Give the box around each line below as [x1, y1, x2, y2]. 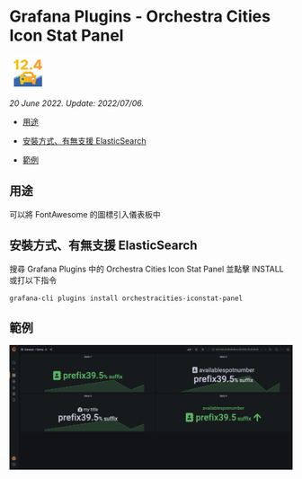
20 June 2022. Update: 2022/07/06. [9, 97, 144, 109]
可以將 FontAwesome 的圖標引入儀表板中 [9, 208, 162, 219]
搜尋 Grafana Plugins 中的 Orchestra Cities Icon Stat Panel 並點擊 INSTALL [9, 263, 285, 274]
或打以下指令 [9, 274, 57, 285]
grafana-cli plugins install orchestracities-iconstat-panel [9, 294, 244, 303]
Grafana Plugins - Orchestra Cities [9, 6, 271, 27]
